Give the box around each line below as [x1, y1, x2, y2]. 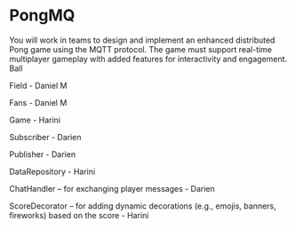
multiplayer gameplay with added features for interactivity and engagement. [9, 53, 287, 64]
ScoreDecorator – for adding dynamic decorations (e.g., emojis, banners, [9, 201, 277, 211]
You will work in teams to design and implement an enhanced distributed [9, 35, 276, 45]
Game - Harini [9, 114, 60, 125]
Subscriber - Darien [9, 131, 82, 142]
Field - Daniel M [9, 80, 68, 91]
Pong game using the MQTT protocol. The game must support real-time [9, 43, 273, 54]
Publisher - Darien [9, 148, 76, 160]
